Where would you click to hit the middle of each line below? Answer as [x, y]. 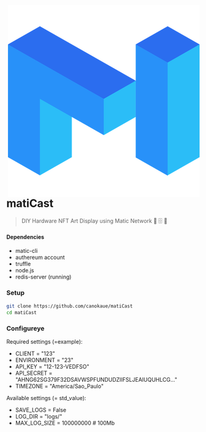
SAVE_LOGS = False [40, 410]
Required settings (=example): [44, 342]
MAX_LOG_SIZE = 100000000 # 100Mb [65, 423]
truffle [23, 264]
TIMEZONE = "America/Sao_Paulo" [59, 386]
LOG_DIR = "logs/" [39, 417]
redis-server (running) [43, 277]
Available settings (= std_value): [46, 398]
